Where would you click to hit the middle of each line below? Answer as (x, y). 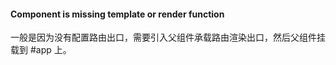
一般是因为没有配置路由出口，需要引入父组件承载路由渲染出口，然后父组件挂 (168, 37)
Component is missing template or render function (117, 14)
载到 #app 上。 (41, 50)
